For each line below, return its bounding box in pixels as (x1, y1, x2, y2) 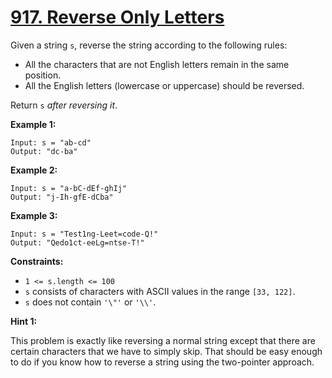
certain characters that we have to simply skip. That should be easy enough (10, 345, 323, 357)
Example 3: (10, 209, 58, 221)
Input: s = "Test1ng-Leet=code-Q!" (10, 229, 159, 239)
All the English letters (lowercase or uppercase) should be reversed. (24, 79, 305, 91)
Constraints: (10, 255, 64, 267)
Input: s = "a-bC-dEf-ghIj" (10, 183, 128, 193)
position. (24, 69, 62, 81)
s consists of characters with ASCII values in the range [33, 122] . (24, 285, 296, 297)
